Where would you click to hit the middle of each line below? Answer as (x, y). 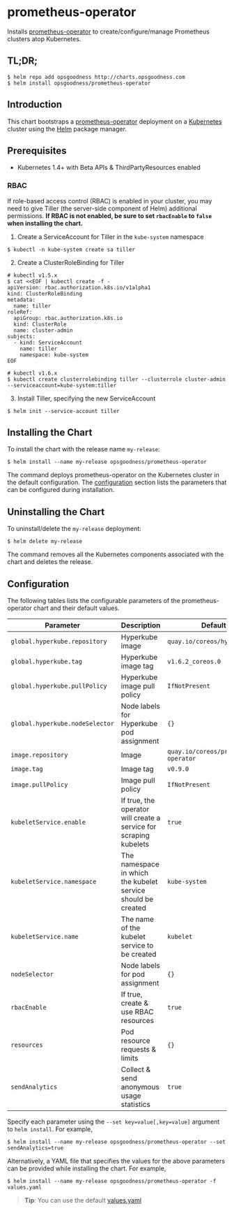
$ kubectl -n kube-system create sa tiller (71, 249)
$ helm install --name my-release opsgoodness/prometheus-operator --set (117, 1142)
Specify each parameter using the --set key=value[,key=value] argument (114, 1122)
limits (130, 1058)
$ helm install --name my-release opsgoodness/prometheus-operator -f (112, 1182)
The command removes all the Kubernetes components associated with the (116, 554)
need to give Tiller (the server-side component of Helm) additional (102, 208)
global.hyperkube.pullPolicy (59, 686)
